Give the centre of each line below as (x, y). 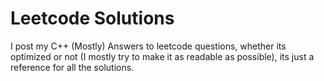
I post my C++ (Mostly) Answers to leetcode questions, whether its (148, 46)
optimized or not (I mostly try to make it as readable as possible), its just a (162, 56)
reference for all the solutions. (72, 67)
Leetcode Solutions (92, 18)
